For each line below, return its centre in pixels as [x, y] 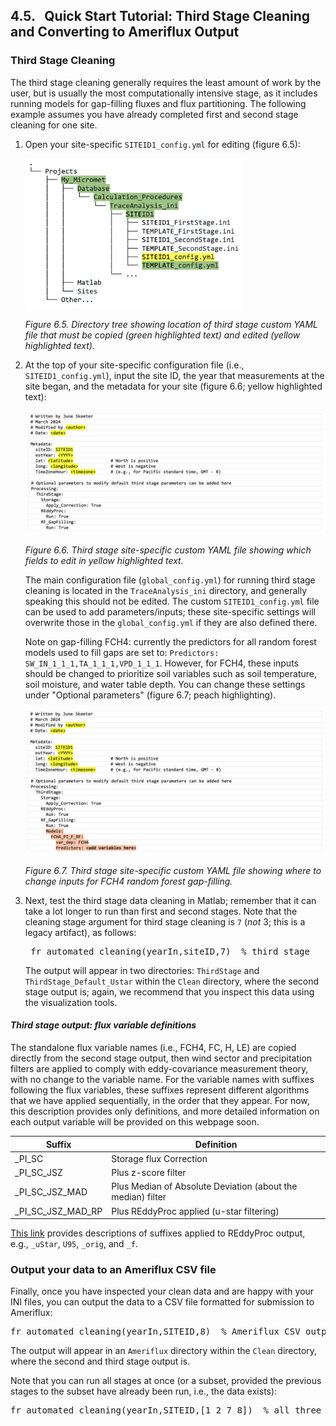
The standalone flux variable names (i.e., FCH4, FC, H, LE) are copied [153, 1048]
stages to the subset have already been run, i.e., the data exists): [144, 1391]
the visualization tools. [71, 1002]
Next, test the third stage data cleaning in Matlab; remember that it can [170, 900]
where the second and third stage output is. [100, 1361]
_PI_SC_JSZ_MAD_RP [58, 1211]
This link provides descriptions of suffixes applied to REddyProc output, [158, 1233]
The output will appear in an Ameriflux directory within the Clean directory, [164, 1351]
